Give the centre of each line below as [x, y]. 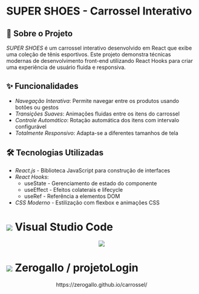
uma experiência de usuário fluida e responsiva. [66, 67]
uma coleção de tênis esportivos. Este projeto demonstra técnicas [89, 54]
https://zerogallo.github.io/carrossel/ [102, 284]
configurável [31, 126]
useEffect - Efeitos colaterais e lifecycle [73, 189]
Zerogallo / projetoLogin [77, 268]
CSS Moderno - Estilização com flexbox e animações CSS [87, 202]
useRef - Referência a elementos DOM [72, 196]
